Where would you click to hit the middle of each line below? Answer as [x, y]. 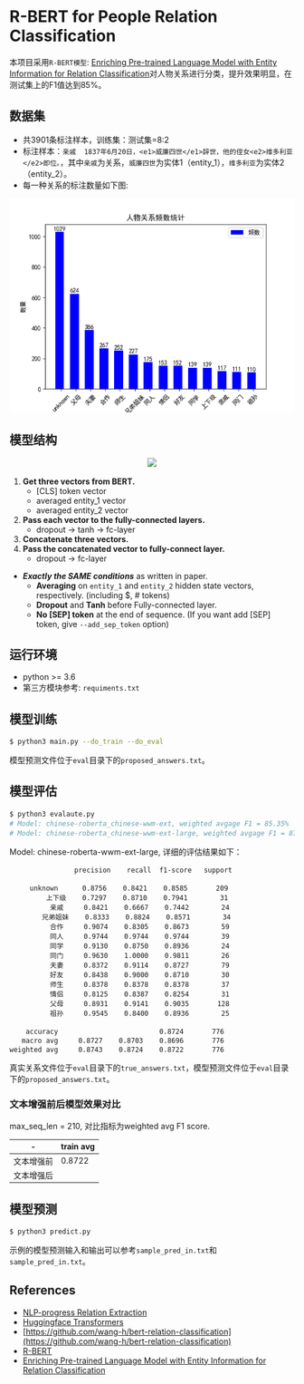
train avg [78, 1147]
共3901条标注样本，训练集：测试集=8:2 [96, 140]
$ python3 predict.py [50, 1232]
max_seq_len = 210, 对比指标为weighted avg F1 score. [110, 1126]
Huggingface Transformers [73, 1321]
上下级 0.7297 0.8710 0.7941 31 [137, 898]
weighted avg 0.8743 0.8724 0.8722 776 [117, 1050]
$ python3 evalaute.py [52, 814]
